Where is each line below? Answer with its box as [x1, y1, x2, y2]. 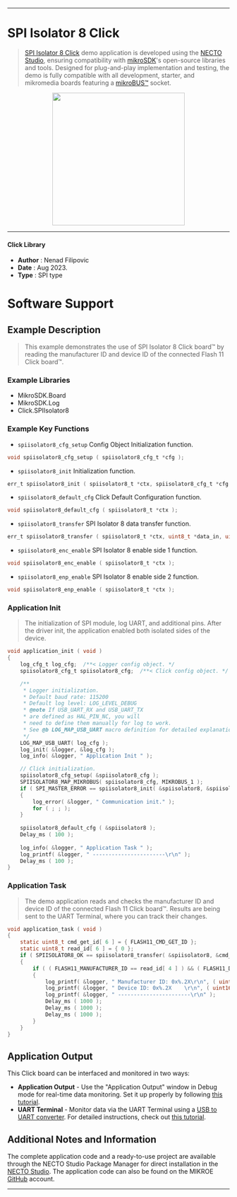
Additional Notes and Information [7, 1133, 157, 1145]
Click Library [7, 240, 46, 248]
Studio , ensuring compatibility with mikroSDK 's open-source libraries [24, 56, 226, 64]
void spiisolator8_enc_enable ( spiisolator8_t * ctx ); [7, 560, 175, 567]
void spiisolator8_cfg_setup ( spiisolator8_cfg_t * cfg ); [7, 453, 185, 461]
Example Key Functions [7, 424, 90, 434]
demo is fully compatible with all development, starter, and [24, 71, 195, 79]
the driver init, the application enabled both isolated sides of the [24, 627, 210, 635]
